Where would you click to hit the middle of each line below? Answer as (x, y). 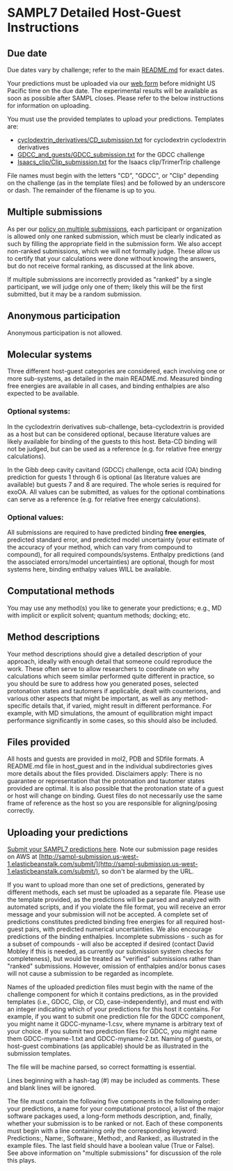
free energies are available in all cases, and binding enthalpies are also (109, 386)
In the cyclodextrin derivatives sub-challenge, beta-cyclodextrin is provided (116, 426)
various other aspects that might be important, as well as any (95, 698)
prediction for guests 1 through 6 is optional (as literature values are (104, 477)
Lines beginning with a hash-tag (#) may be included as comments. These (114, 1081)
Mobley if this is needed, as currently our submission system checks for (110, 951)
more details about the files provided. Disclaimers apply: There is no (105, 774)
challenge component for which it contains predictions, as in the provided (113, 994)
